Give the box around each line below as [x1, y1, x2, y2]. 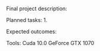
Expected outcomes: [6, 28, 57, 35]
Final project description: [6, 5, 67, 12]
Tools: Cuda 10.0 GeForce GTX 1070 [6, 40, 95, 46]
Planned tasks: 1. [6, 17, 48, 23]
